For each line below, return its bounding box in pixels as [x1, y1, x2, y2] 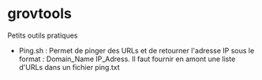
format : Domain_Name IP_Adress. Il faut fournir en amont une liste [18, 54, 236, 64]
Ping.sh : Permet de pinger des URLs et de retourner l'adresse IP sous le [18, 45, 255, 55]
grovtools [7, 5, 72, 23]
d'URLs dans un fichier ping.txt [18, 62, 120, 71]
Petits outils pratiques [7, 31, 78, 40]
